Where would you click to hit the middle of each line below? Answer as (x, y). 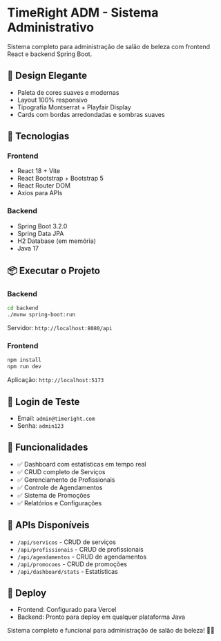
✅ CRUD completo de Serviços (61, 471)
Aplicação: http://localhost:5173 (56, 380)
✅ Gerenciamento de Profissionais (66, 480)
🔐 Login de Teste (44, 402)
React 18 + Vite (39, 171)
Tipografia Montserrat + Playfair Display (74, 107)
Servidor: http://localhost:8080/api (60, 328)
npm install (24, 360)
